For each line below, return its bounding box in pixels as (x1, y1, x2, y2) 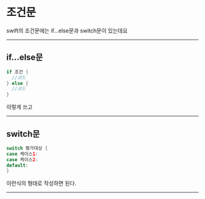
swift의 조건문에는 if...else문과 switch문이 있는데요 (6, 27, 128, 34)
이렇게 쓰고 (6, 103, 33, 110)
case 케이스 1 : (6, 151, 38, 157)
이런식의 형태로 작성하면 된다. (6, 179, 77, 187)
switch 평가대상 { (6, 145, 48, 151)
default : (6, 162, 29, 168)
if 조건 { (6, 68, 29, 75)
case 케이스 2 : (6, 156, 38, 162)
